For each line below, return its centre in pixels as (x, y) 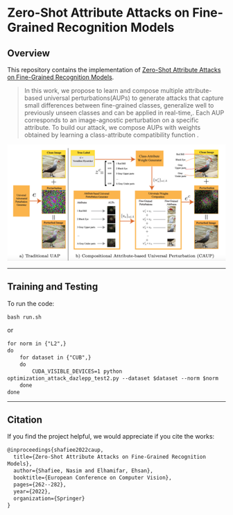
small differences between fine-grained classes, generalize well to (119, 105)
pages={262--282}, (40, 485)
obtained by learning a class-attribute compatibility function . (111, 135)
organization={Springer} (49, 499)
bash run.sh (24, 317)
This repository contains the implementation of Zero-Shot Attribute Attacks (114, 70)
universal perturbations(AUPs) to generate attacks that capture (134, 98)
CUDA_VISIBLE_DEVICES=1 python (77, 371)
